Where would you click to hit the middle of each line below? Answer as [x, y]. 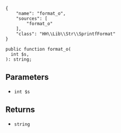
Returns [20, 110]
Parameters [27, 77]
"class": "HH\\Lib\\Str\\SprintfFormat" [66, 34]
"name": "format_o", [41, 13]
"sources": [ [32, 19]
